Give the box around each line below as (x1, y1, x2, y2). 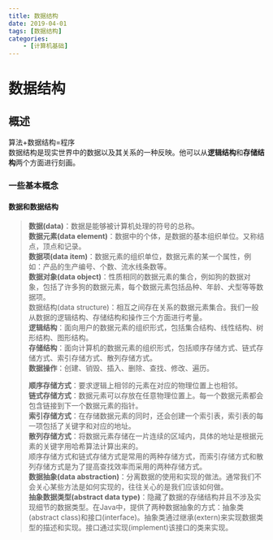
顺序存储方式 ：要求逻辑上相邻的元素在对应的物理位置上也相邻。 (28, 381, 242, 391)
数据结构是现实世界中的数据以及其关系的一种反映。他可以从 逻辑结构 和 (8, 148, 244, 158)
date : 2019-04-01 (8, 19, 67, 28)
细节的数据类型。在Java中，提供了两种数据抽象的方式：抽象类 (35, 503, 245, 512)
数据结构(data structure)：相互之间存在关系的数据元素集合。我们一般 (28, 302, 259, 313)
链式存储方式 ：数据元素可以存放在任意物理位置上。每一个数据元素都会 (28, 391, 264, 400)
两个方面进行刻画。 (15, 158, 80, 167)
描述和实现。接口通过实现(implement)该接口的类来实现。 (42, 523, 233, 533)
